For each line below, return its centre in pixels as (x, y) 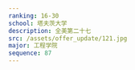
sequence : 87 (30, 53)
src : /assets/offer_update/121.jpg (68, 38)
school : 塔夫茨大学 (38, 23)
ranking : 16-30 (34, 16)
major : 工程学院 (33, 46)
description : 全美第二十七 (50, 31)
